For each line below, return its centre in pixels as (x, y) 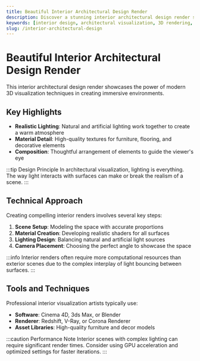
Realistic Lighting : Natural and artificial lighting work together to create (102, 126)
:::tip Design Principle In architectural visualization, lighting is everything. (95, 169)
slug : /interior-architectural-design (54, 28)
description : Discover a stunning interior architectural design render (98, 17)
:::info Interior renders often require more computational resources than (94, 257)
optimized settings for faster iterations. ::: (57, 351)
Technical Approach (45, 201)
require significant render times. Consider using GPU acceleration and (92, 345)
